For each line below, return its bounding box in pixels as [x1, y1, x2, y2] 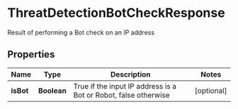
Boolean [38, 86, 67, 96]
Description [110, 69, 151, 79]
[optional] [194, 86, 227, 96]
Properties [7, 49, 55, 60]
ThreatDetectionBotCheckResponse [7, 5, 225, 21]
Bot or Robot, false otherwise [73, 90, 170, 100]
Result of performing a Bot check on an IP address [7, 28, 154, 37]
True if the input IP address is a [73, 81, 177, 91]
